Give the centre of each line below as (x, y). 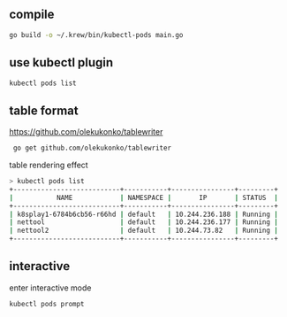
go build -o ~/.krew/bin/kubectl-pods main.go (96, 35)
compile (32, 15)
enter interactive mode (50, 288)
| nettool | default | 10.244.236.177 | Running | (144, 222)
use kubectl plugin (61, 62)
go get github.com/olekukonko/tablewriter (92, 148)
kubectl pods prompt (47, 304)
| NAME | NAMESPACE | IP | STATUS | (143, 197)
